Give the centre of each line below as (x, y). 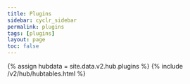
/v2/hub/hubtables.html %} (47, 73)
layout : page (26, 40)
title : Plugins (30, 14)
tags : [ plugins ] (31, 33)
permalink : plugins (36, 27)
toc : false (23, 46)
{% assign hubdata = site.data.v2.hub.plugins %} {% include (95, 66)
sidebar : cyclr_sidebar (42, 20)
